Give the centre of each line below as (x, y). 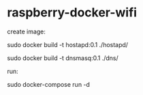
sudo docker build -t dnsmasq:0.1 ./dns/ (63, 58)
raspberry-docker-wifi (72, 13)
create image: (27, 31)
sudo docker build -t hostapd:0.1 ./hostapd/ (67, 44)
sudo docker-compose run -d (49, 84)
